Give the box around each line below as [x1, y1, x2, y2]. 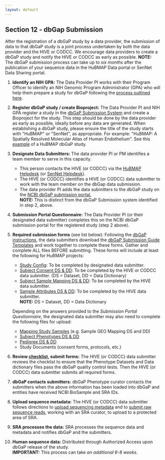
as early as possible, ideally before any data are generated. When [12, 120, 146, 126]
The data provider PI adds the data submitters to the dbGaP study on [19, 187, 160, 193]
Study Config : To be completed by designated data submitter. [19, 262, 145, 268]
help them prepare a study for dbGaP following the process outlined [12, 90, 150, 96]
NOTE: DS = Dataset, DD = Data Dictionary [19, 299, 107, 305]
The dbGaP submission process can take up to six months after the [5, 60, 141, 66]
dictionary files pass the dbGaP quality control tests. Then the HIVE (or [12, 364, 156, 370]
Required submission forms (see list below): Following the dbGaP [12, 232, 147, 238]
